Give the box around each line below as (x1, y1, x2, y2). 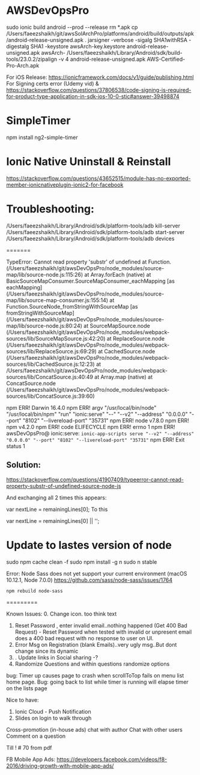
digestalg (6, 43, 29, 50)
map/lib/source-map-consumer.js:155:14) (6, 296, 109, 304)
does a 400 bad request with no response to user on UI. (14, 634, 154, 641)
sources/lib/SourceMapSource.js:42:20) (6, 335, 106, 342)
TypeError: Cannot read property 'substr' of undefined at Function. (6, 258, 171, 265)
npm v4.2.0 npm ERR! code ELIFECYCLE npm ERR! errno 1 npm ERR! (6, 423, 175, 430)
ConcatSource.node (6, 380, 56, 387)
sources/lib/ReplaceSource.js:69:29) (6, 347, 97, 355)
